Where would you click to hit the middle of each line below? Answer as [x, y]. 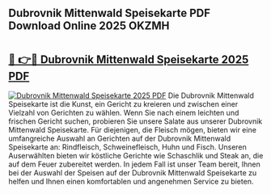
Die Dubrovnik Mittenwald [211, 95]
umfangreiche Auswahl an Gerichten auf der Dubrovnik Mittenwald [120, 138]
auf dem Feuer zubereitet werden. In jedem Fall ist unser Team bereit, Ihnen [135, 164]
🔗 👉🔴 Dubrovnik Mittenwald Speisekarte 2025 [129, 59]
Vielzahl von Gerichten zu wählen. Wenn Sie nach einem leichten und [124, 113]
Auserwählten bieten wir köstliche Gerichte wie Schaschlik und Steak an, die [136, 156]
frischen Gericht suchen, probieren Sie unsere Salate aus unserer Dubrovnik [135, 121]
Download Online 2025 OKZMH [89, 26]
